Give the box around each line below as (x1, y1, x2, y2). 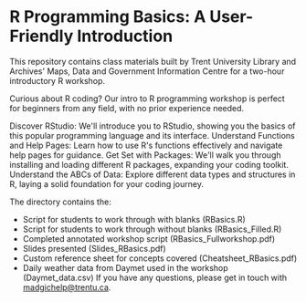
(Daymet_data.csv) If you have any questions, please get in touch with (22, 272, 288, 283)
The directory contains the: (9, 196, 111, 207)
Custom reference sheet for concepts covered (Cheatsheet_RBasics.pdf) (22, 253, 298, 264)
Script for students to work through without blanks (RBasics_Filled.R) (22, 224, 282, 234)
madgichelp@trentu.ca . (22, 281, 111, 293)
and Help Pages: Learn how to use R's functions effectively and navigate (9, 140, 283, 151)
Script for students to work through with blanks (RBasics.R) (22, 213, 247, 224)
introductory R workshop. (9, 75, 106, 86)
